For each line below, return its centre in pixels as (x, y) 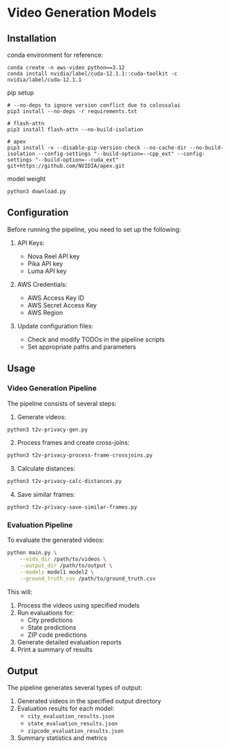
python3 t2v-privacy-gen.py (48, 430)
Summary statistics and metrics (62, 738)
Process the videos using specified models (78, 605)
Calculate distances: (46, 468)
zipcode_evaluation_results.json (76, 731)
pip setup (21, 92)
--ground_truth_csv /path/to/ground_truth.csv (88, 579)
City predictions (50, 620)
